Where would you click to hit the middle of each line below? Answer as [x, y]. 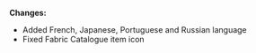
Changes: [28, 13]
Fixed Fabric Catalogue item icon [84, 39]
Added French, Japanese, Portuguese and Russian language [134, 30]
